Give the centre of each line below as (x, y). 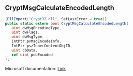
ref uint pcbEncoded (32, 55)
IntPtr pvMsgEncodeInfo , (37, 41)
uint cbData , (24, 50)
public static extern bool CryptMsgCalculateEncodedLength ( (67, 24)
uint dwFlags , (26, 32)
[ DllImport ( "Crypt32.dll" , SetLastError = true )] (56, 19)
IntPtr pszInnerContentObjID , (42, 46)
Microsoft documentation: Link (36, 68)
